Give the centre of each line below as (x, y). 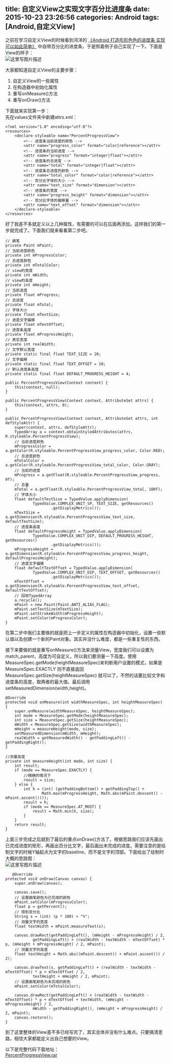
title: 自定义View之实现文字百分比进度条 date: (78, 9)
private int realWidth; (31, 344)
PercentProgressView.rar (31, 1055)
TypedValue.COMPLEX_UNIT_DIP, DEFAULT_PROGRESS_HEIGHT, (93, 536)
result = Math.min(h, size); (63, 811)
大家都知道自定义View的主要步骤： (42, 70)
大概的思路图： (21, 858)
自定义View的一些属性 (36, 81)
